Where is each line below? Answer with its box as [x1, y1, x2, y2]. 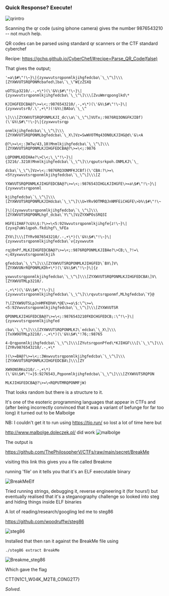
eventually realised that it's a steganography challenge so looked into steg [5, 493, 160, 499]
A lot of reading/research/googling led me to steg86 [5, 509, 114, 515]
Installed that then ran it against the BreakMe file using [5, 538, 119, 544]
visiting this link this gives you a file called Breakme [5, 459, 112, 465]
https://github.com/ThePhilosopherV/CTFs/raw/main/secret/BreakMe [5, 449, 150, 455]
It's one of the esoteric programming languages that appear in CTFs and [5, 399, 156, 405]
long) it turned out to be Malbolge [5, 410, 75, 416]
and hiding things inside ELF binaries [5, 499, 82, 505]
